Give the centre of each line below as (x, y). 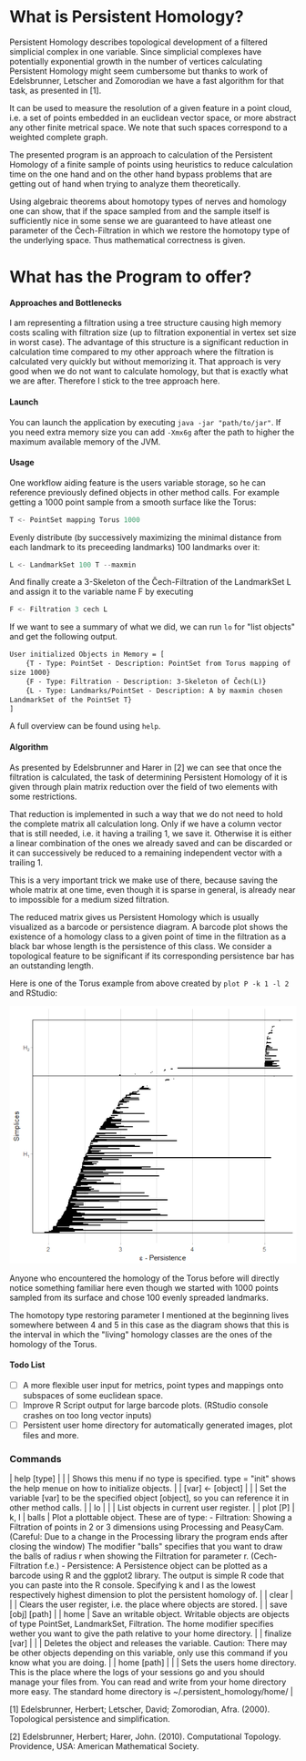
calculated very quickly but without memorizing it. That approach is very (145, 362)
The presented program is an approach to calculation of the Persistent (141, 154)
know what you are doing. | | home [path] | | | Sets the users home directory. (153, 1663)
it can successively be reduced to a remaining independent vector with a (146, 853)
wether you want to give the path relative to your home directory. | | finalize (151, 1633)
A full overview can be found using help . (85, 726)
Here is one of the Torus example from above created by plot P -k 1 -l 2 (149, 983)
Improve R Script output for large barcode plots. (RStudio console (145, 1405)
